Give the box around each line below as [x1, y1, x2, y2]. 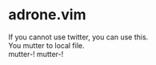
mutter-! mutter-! [8, 49, 64, 59]
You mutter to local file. [8, 40, 86, 50]
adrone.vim [8, 6, 86, 24]
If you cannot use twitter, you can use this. [8, 32, 149, 42]
